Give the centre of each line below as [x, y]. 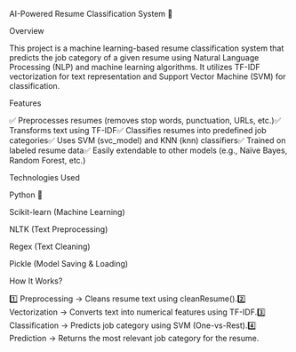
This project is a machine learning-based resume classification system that [147, 48]
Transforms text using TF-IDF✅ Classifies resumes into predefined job [138, 130]
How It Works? [36, 281]
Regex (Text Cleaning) [50, 246]
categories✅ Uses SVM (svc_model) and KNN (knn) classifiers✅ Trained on [148, 140]
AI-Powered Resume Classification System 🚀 [91, 14]
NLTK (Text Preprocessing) [59, 229]
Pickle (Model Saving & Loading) [69, 264]
